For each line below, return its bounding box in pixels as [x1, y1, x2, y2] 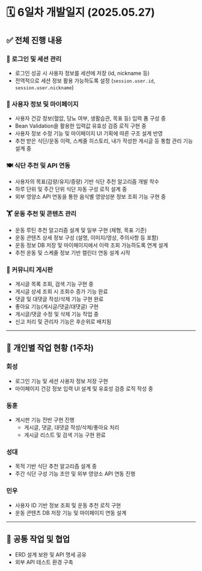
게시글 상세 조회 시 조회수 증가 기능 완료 [14, 288, 108, 295]
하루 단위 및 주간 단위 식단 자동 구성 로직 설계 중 [14, 186, 127, 193]
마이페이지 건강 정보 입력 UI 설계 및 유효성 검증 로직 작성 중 [14, 385, 153, 392]
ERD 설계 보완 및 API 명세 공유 [14, 551, 87, 558]
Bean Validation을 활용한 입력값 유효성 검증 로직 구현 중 [14, 122, 147, 129]
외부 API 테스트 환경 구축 [14, 558, 73, 566]
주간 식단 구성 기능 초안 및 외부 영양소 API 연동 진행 [14, 470, 136, 478]
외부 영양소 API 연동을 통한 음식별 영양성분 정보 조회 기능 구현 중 [14, 193, 167, 201]
